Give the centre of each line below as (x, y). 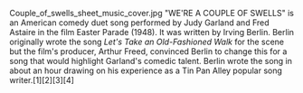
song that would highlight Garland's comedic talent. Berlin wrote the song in (151, 61)
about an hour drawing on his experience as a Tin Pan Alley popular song (146, 70)
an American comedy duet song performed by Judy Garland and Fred (139, 23)
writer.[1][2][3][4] (42, 80)
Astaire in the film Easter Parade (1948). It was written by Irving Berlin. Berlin (152, 32)
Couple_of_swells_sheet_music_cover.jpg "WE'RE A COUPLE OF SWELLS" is (152, 13)
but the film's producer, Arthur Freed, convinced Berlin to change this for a (148, 51)
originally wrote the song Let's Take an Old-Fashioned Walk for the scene (147, 42)
